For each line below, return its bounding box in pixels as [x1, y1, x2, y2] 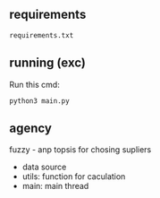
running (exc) [9, 56, 87, 71]
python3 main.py [9, 96, 70, 106]
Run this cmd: [9, 79, 60, 90]
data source [21, 161, 67, 173]
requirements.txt [9, 30, 74, 39]
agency [9, 121, 52, 136]
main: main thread [21, 181, 89, 192]
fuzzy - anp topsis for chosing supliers [9, 144, 152, 155]
